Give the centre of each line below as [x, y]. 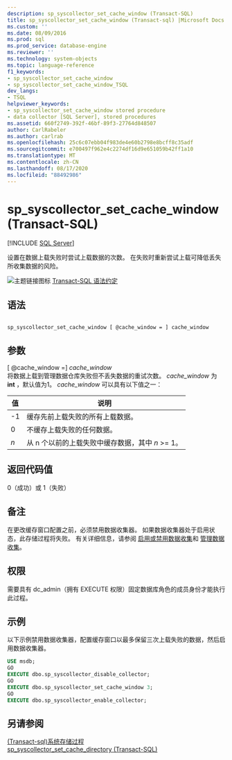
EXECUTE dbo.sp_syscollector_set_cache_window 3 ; [80, 687]
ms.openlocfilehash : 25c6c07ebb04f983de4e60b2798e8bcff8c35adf [100, 143]
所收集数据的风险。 [35, 266]
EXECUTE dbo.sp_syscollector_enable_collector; [77, 700]
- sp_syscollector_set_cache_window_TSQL [68, 85]
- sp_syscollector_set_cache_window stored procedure [87, 110]
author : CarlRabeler [37, 130]
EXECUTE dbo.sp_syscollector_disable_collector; [79, 675]
